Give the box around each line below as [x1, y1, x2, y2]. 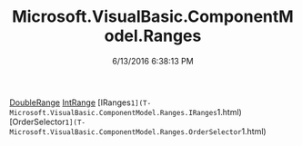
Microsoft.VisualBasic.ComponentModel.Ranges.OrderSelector [9, 127, 243, 137]
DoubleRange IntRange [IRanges [9, 97, 132, 108]
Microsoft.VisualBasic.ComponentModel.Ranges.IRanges [9, 108, 218, 117]
